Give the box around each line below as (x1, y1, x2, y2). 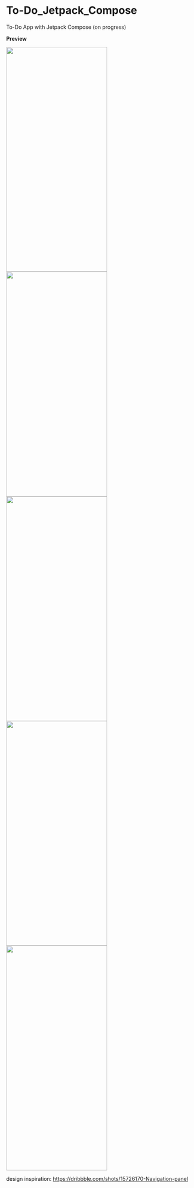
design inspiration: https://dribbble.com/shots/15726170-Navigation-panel (6, 1175, 189, 1182)
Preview (6, 35, 27, 42)
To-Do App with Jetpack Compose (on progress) (6, 23, 127, 31)
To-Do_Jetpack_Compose (6, 4, 137, 17)
